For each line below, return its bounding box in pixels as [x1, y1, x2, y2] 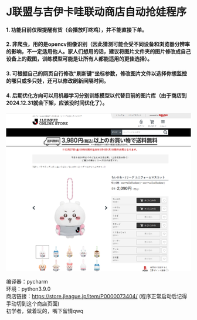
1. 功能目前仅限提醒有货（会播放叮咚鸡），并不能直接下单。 [6, 26, 148, 33]
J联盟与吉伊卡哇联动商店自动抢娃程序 [6, 5, 187, 19]
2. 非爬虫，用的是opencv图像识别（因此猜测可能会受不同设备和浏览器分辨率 [6, 41, 191, 48]
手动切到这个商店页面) [6, 300, 60, 307]
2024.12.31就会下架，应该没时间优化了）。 [6, 99, 108, 106]
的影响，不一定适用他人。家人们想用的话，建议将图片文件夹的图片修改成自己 [6, 48, 191, 55]
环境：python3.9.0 [6, 285, 51, 292]
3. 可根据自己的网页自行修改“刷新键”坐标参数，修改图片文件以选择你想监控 [6, 70, 188, 77]
